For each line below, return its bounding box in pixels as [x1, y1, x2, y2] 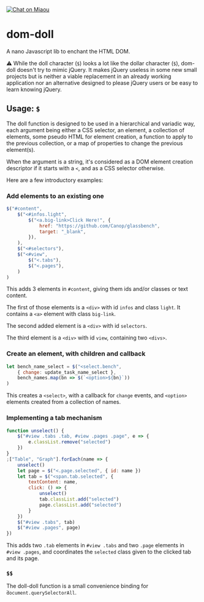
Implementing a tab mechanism [6, 414, 102, 422]
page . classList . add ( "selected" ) [39, 502, 122, 508]
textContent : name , [28, 479, 78, 485]
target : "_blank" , [39, 228, 86, 235]
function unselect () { [6, 427, 64, 434]
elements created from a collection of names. [6, 398, 121, 406]
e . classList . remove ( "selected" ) [28, 439, 111, 445]
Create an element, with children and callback [6, 349, 146, 358]
